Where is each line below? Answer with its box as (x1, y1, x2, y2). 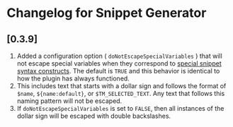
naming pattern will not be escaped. (16, 97, 123, 105)
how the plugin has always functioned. (16, 74, 130, 83)
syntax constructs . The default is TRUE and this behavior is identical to (16, 67, 220, 75)
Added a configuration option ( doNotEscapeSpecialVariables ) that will (16, 52, 222, 60)
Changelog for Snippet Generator (6, 5, 207, 21)
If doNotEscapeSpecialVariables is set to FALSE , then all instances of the (16, 104, 225, 112)
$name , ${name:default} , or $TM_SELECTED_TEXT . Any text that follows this (16, 90, 225, 97)
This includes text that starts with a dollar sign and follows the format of (16, 82, 227, 90)
